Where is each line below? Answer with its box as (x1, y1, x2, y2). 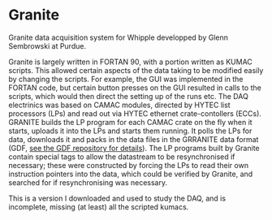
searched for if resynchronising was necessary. (8, 177, 168, 188)
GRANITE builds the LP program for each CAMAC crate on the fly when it (8, 117, 253, 127)
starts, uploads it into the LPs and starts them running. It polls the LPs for (8, 126, 253, 136)
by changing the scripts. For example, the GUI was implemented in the (8, 74, 244, 84)
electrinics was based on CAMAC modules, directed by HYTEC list (8, 100, 231, 110)
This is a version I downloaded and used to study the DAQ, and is (8, 193, 226, 203)
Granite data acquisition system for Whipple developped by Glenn (8, 32, 229, 42)
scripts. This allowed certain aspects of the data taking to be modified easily (8, 65, 264, 75)
